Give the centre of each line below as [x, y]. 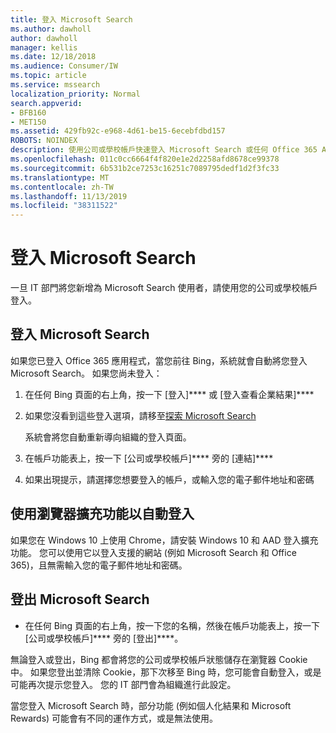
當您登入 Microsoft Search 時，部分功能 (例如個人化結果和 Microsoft [151, 705]
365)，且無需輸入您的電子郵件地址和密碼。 [99, 565]
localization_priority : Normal [75, 94]
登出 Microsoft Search [80, 599]
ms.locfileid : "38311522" [64, 206]
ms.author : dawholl [51, 29]
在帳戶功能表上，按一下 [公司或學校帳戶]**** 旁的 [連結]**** [149, 458]
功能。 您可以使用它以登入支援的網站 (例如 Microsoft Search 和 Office [153, 552]
